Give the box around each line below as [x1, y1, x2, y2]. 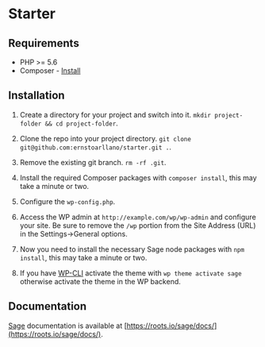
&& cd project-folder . [44, 118, 119, 128]
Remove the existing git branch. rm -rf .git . [19, 157, 167, 167]
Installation [8, 89, 65, 102]
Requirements [8, 37, 79, 50]
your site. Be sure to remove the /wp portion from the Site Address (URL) [19, 220, 256, 230]
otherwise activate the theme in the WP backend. [19, 276, 181, 286]
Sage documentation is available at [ [8, 321, 127, 330]
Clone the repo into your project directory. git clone [19, 133, 192, 143]
